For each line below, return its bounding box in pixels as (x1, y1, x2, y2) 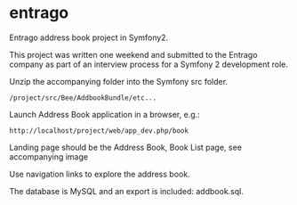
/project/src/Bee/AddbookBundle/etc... (9, 93, 157, 102)
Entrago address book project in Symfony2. (9, 32, 169, 43)
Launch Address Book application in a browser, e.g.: (9, 109, 200, 119)
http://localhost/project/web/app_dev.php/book (9, 126, 189, 135)
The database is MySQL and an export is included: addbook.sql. (9, 185, 245, 196)
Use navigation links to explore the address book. (9, 168, 190, 179)
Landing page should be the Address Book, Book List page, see (9, 142, 243, 152)
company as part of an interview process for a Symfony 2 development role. (9, 59, 289, 70)
